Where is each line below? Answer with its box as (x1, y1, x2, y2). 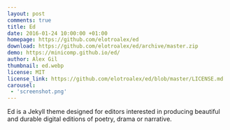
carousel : (7, 82, 36, 89)
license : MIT (7, 68, 45, 75)
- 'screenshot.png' (10, 88, 68, 95)
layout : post (7, 10, 45, 17)
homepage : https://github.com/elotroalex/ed (7, 36, 139, 43)
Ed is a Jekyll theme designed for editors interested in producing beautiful (7, 108, 220, 116)
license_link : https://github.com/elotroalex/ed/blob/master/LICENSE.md (7, 75, 224, 82)
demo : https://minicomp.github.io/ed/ (7, 50, 120, 57)
